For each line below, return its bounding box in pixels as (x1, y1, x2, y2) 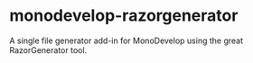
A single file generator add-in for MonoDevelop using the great (9, 35, 244, 46)
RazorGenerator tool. (9, 44, 88, 55)
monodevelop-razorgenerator (9, 5, 239, 26)
